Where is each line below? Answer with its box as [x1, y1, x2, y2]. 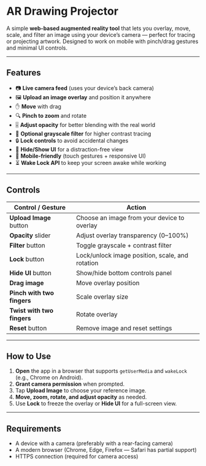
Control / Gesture [13, 203, 66, 212]
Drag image [9, 278, 44, 287]
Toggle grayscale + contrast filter [75, 241, 172, 250]
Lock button [9, 254, 45, 263]
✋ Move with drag [15, 102, 61, 110]
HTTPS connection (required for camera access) [15, 453, 139, 460]
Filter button [9, 241, 45, 250]
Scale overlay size [75, 292, 129, 301]
